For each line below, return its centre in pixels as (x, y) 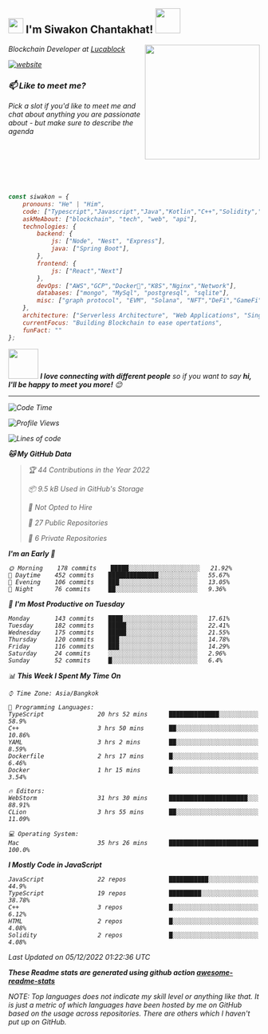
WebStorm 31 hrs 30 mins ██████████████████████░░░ (134, 798)
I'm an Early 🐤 (32, 553)
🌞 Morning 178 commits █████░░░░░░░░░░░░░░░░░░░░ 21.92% (120, 568)
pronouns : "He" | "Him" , (64, 204)
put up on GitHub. (37, 1021)
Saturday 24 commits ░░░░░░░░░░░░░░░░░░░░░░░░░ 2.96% (117, 653)
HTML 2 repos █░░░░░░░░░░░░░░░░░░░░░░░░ (134, 921)
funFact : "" (42, 330)
